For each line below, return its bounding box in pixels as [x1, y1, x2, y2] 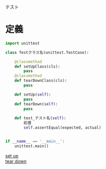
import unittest [5, 41, 40, 46]
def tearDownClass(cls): [14, 78, 67, 83]
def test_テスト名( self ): [14, 116, 66, 121]
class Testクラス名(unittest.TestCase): [5, 50, 89, 55]
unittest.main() [14, 144, 49, 149]
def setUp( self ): [14, 92, 51, 97]
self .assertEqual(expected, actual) [23, 125, 101, 130]
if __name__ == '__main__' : [5, 138, 65, 144]
